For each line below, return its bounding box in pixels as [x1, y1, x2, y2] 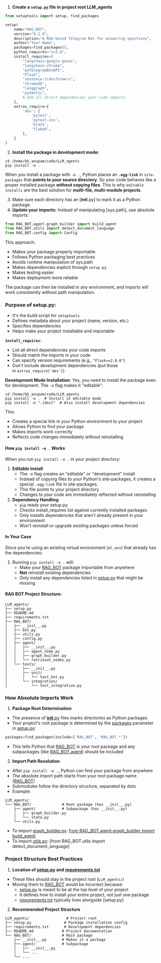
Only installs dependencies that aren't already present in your [19, 512, 143, 518]
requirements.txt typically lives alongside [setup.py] [19, 897, 124, 902]
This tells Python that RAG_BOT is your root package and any [12, 744, 135, 750]
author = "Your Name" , [14, 41, 56, 45]
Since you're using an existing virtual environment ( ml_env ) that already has [5, 544, 157, 551]
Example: [12, 788, 31, 795]
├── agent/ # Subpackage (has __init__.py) [14, 806, 128, 812]
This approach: [5, 239, 36, 246]
